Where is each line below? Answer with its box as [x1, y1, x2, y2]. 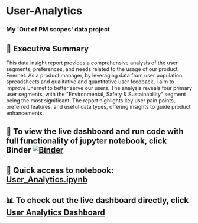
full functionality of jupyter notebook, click [6, 136, 167, 146]
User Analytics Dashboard [6, 208, 105, 218]
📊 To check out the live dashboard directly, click [6, 195, 189, 205]
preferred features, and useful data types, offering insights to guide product [6, 103, 191, 110]
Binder [6, 145, 31, 155]
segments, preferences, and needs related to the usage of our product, [6, 65, 179, 72]
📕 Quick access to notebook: [6, 165, 114, 175]
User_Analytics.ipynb [6, 174, 88, 185]
